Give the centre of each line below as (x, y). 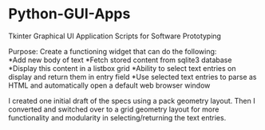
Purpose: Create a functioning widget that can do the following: (113, 51)
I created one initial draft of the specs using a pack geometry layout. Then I (132, 100)
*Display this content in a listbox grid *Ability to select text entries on (122, 68)
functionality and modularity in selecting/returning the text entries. (117, 117)
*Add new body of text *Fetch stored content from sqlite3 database (120, 60)
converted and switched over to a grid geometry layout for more (114, 109)
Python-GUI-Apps (69, 14)
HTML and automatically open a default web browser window (109, 85)
